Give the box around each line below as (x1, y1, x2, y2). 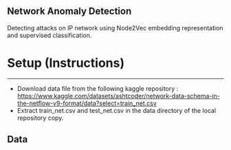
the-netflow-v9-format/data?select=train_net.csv (16, 99, 157, 107)
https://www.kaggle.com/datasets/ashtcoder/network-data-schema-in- (16, 92, 220, 100)
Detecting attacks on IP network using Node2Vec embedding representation (7, 23, 223, 32)
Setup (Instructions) (7, 55, 125, 71)
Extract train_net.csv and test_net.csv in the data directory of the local (16, 106, 217, 114)
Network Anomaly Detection (7, 6, 132, 17)
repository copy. (16, 114, 64, 122)
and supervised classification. (7, 31, 92, 39)
